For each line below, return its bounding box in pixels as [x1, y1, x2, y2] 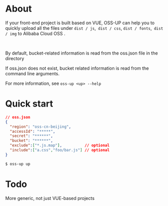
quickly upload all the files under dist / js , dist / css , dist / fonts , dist [5, 25, 163, 31]
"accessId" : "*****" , [10, 129, 56, 134]
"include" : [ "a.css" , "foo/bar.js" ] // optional [10, 147, 110, 152]
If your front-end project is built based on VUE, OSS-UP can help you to [5, 20, 155, 26]
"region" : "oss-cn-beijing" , [10, 124, 71, 129]
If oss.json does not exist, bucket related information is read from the [5, 65, 149, 71]
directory [5, 55, 24, 61]
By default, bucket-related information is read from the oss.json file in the [5, 50, 158, 56]
